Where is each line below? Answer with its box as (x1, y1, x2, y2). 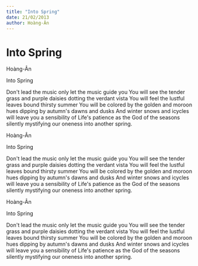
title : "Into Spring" (6, 8, 60, 15)
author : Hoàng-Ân (6, 20, 49, 26)
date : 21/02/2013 (6, 14, 49, 20)
